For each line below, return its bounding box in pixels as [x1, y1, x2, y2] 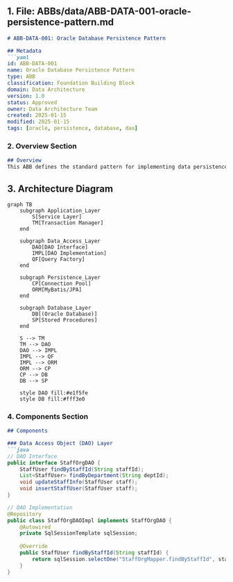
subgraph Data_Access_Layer [19, 238, 101, 244]
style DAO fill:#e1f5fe [19, 389, 89, 397]
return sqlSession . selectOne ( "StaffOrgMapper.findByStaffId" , [32, 556, 216, 563]
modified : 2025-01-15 [7, 118, 70, 126]
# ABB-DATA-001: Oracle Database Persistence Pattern [7, 35, 166, 42]
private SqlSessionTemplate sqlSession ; [19, 530, 138, 537]
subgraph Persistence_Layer [19, 274, 101, 281]
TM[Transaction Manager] [32, 219, 104, 226]
